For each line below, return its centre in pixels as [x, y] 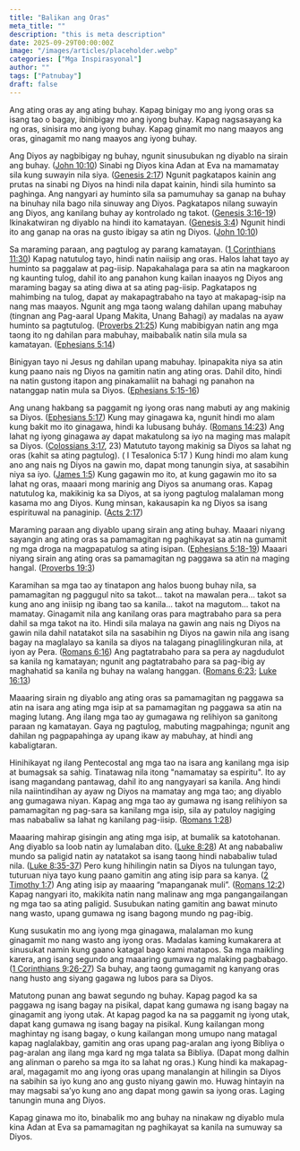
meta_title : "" [38, 26]
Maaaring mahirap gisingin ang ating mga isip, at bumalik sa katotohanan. [145, 837]
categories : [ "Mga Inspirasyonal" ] [76, 59]
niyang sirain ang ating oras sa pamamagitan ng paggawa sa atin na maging [150, 558]
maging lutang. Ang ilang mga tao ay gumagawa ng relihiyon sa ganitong [144, 717]
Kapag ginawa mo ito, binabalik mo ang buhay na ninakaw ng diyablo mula [147, 1117]
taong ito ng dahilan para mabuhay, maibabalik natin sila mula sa [129, 335]
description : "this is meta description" [88, 34]
